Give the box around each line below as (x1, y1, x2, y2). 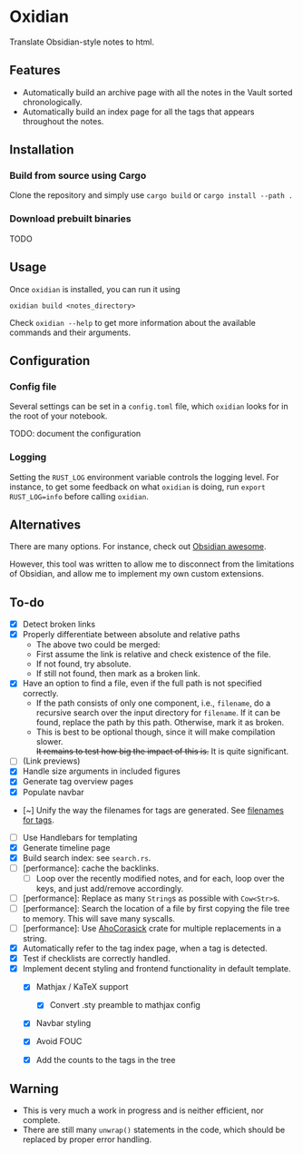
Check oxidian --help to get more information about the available (9, 317, 256, 328)
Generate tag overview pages (22, 776, 134, 787)
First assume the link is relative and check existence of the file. (35, 649, 271, 660)
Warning (9, 1080, 59, 1096)
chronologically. (22, 96, 83, 107)
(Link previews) (22, 755, 81, 766)
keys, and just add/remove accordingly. (35, 883, 184, 893)
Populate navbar (22, 786, 84, 797)
